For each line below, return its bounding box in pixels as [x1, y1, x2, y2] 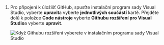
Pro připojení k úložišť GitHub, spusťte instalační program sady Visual [10, 4, 156, 10]
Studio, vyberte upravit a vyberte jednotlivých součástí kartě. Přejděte [10, 9, 159, 15]
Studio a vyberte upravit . [10, 20, 63, 26]
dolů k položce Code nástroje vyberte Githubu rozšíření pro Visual [10, 15, 152, 20]
